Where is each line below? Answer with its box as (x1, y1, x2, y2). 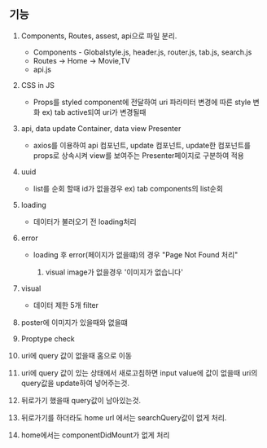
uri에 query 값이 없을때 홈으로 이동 (20, 350, 133, 360)
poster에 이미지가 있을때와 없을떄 (20, 317, 129, 327)
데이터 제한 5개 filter (33, 300, 99, 310)
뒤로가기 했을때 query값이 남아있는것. (20, 395, 142, 405)
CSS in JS (20, 80, 55, 90)
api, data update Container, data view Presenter (20, 123, 182, 133)
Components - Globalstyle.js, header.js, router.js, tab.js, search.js (33, 47, 252, 57)
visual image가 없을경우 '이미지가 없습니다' (45, 267, 184, 277)
